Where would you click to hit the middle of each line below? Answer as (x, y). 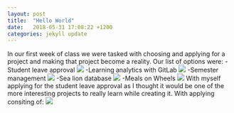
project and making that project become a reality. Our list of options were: (116, 62)
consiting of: (26, 102)
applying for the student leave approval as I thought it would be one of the (116, 86)
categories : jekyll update (47, 34)
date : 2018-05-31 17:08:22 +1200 (60, 27)
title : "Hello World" (41, 21)
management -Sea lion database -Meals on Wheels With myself (114, 78)
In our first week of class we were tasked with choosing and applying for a (116, 54)
